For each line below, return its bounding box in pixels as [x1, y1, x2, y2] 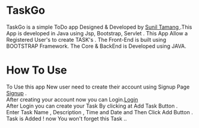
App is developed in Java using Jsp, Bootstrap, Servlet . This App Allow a [6, 29, 188, 36]
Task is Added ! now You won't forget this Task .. [6, 115, 127, 122]
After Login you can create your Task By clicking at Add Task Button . [6, 102, 178, 109]
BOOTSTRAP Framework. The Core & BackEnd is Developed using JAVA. [6, 42, 186, 50]
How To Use [6, 63, 67, 77]
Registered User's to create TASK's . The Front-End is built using [6, 36, 167, 43]
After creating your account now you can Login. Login [6, 96, 138, 103]
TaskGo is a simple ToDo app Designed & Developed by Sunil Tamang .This [6, 23, 192, 31]
